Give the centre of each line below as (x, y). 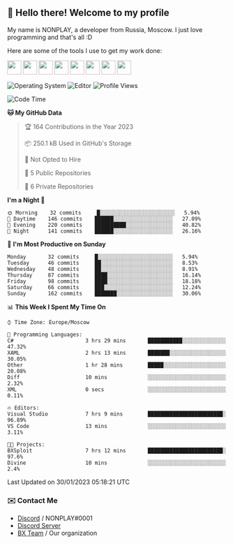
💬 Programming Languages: (45, 335)
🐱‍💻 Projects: (26, 444)
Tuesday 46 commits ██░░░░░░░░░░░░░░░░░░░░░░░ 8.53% (103, 263)
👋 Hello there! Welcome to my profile (88, 13)
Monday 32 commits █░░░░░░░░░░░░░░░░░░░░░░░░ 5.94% (103, 257)
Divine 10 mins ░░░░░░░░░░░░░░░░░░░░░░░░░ (117, 463)
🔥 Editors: (23, 408)
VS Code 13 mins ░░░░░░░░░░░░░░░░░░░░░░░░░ (117, 426)
